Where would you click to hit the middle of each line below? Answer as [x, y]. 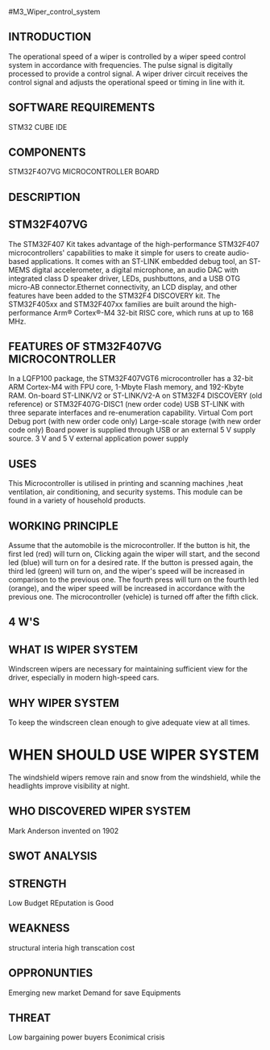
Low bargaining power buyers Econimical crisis [87, 1037]
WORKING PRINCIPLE [63, 526]
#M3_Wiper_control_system [54, 12]
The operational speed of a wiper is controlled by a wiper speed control [127, 56]
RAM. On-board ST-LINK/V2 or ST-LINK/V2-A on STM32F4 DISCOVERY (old [135, 395]
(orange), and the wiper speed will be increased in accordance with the [127, 588]
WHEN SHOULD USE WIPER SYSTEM [134, 755]
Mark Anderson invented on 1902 [64, 830]
